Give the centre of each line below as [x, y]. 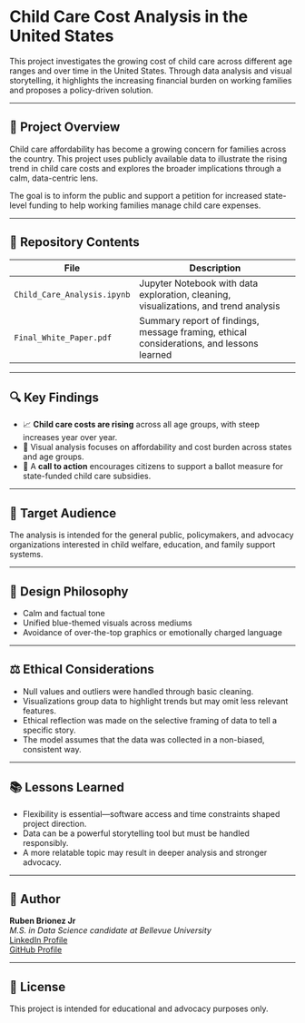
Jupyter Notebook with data [199, 283]
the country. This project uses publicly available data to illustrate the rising [148, 158]
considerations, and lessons [199, 343]
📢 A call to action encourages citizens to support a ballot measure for [153, 467]
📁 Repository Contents [75, 242]
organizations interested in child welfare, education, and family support [143, 545]
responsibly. [45, 842]
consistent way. [52, 749]
